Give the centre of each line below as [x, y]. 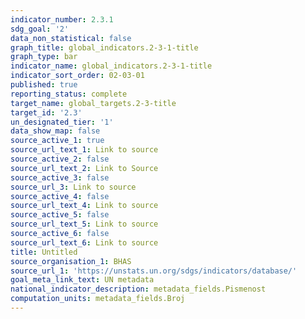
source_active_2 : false [60, 159]
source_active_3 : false [60, 177]
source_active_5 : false [60, 215]
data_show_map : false [55, 131]
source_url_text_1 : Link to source [84, 150]
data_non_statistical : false [71, 38]
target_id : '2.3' [46, 112]
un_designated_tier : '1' [62, 122]
